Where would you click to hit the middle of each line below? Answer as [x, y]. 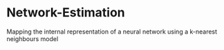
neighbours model [32, 38]
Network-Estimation [66, 13]
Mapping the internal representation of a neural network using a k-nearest [112, 32]
